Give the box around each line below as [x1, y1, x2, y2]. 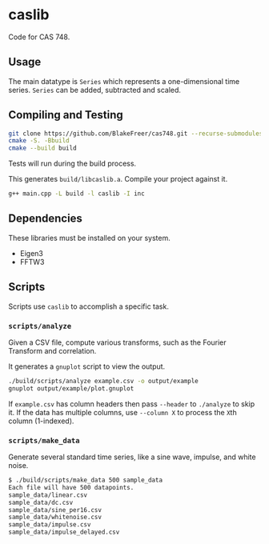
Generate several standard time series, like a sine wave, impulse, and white [8, 452, 256, 462]
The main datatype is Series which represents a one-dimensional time [8, 76, 240, 86]
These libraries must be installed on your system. [8, 233, 171, 242]
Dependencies [8, 212, 82, 226]
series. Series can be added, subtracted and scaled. [8, 85, 182, 94]
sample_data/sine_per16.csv [8, 506, 102, 514]
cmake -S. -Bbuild [8, 137, 70, 145]
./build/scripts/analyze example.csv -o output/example [8, 377, 199, 385]
